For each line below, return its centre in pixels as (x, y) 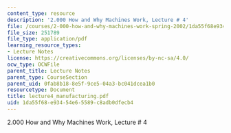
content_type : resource (41, 13)
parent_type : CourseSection (47, 77)
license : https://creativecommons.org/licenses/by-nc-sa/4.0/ (98, 58)
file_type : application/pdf (47, 39)
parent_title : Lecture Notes (49, 71)
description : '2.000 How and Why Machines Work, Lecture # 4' (98, 20)
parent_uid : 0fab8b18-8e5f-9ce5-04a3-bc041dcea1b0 (81, 84)
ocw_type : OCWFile (33, 64)
